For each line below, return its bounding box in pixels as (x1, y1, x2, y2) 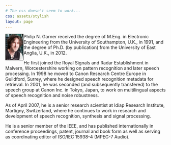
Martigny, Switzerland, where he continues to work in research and (5, 108, 146, 114)
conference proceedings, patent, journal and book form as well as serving (5, 128, 160, 135)
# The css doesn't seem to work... (5, 8, 81, 13)
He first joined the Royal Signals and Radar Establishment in (23, 60, 149, 66)
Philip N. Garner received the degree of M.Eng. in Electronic (23, 34, 149, 40)
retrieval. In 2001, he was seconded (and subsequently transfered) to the (5, 82, 158, 88)
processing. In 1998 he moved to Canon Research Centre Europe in (5, 70, 147, 77)
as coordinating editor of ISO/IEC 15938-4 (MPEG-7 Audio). (5, 134, 130, 140)
